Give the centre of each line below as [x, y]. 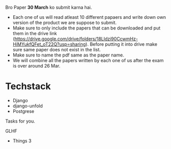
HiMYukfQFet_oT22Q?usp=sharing [49, 44]
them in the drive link [35, 33]
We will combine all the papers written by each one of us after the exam [88, 60]
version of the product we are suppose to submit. [65, 23]
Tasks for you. [20, 121]
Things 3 [22, 141]
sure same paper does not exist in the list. [57, 50]
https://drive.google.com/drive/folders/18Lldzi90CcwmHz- [76, 39]
